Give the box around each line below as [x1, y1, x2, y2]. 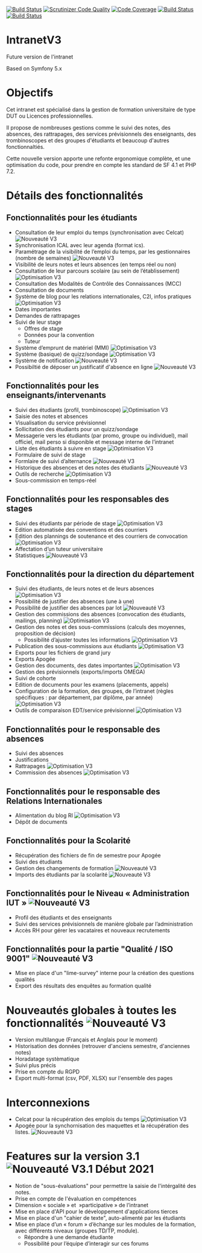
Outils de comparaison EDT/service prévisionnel [14, 707, 134, 714]
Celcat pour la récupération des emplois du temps [14, 1116, 140, 1123]
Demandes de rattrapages [14, 312, 80, 319]
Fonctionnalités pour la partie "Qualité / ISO [6, 944, 174, 954]
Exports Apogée [14, 655, 55, 663]
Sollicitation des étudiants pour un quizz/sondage [14, 425, 139, 432]
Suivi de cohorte [14, 675, 56, 682]
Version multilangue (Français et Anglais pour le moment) [14, 1036, 158, 1043]
